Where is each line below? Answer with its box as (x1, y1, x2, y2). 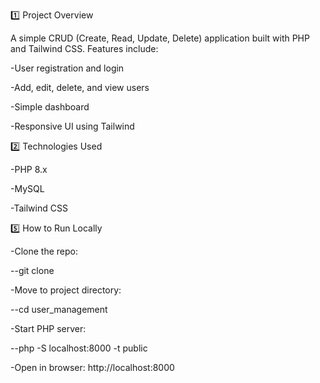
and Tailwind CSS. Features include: (10, 43, 159, 54)
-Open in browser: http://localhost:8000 (10, 362, 175, 373)
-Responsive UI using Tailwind (10, 120, 135, 132)
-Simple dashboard (10, 101, 90, 113)
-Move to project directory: (10, 284, 122, 296)
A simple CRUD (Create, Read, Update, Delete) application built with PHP (10, 32, 310, 44)
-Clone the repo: (10, 245, 78, 257)
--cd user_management (10, 304, 108, 315)
